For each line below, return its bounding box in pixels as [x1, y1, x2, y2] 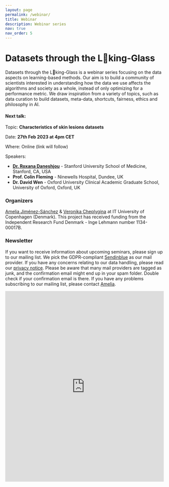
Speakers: [5, 153, 26, 159]
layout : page [5, 7, 33, 13]
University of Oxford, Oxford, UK [12, 185, 80, 191]
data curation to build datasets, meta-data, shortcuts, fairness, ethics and [5, 96, 157, 102]
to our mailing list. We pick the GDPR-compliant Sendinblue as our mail [5, 254, 152, 260]
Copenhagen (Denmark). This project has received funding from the [5, 214, 146, 220]
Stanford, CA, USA [12, 168, 51, 174]
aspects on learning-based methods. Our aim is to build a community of [5, 74, 154, 81]
